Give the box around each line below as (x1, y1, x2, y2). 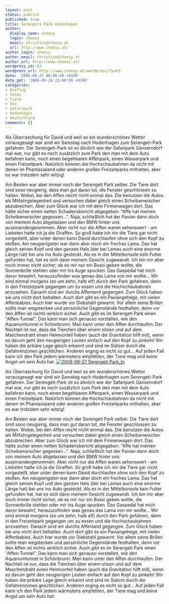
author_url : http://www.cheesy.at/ (5, 59, 80, 64)
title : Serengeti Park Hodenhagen (5, 21, 78, 27)
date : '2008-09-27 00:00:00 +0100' (5, 73, 80, 78)
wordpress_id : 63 (5, 64, 42, 69)
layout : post (5, 7, 33, 13)
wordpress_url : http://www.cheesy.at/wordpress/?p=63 (5, 69, 121, 74)
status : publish (5, 12, 39, 17)
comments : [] (5, 120, 33, 125)
